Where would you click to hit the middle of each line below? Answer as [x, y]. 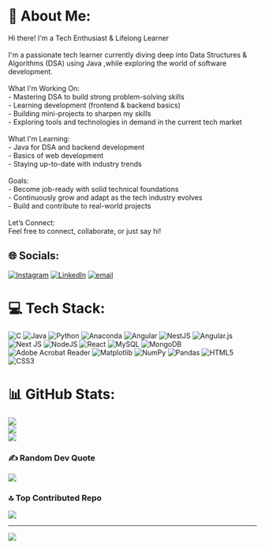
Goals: [19, 180]
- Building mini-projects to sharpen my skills [80, 113]
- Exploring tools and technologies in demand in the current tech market [125, 122]
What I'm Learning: [39, 138]
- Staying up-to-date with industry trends [75, 164]
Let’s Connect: [32, 222]
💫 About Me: [50, 16]
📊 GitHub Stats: [62, 394]
